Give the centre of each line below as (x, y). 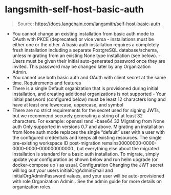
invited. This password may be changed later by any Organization (81, 66)
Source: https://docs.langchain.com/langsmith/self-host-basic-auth (89, 24)
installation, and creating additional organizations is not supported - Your (89, 94)
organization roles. (32, 187)
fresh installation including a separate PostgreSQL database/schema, (85, 50)
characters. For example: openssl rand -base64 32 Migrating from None (88, 121)
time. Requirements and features (47, 83)
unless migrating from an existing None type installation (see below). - (86, 56)
